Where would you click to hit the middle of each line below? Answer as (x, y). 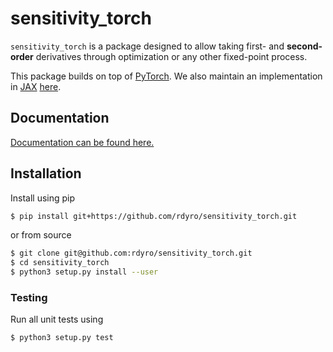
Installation (46, 173)
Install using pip (43, 198)
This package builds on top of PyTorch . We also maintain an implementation (166, 76)
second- (304, 46)
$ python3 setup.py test (62, 338)
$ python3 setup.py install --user (84, 272)
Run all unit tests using (57, 319)
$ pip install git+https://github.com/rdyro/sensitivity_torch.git (154, 216)
